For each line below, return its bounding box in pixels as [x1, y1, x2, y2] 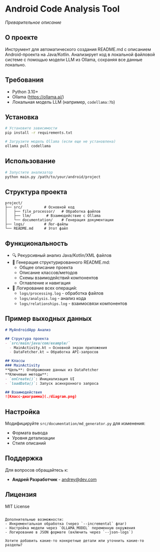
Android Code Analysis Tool [5, 3, 120, 15]
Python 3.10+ [12, 89, 39, 95]
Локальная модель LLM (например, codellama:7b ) [12, 99, 115, 105]
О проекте [5, 33, 38, 42]
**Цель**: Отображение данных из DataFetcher [5, 367, 98, 372]
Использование [5, 157, 56, 165]
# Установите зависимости [5, 126, 57, 131]
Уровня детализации [12, 435, 55, 441]
